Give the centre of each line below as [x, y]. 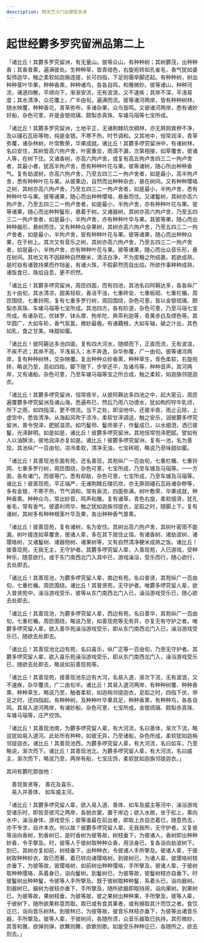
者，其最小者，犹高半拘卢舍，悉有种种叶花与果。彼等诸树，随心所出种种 [97, 166]
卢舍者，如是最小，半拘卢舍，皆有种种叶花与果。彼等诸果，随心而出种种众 [99, 234]
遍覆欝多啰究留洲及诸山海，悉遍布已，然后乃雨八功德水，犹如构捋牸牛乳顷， [102, 402]
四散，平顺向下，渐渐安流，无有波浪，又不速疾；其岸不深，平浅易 [110, 92]
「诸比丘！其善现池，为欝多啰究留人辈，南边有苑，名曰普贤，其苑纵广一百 [99, 577]
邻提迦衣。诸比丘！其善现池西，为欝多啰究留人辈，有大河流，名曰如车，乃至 [102, 743]
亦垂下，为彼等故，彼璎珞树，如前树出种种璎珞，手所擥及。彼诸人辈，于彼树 [102, 865]
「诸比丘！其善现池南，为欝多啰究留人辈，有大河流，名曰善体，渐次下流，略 [102, 728]
